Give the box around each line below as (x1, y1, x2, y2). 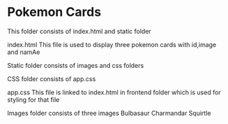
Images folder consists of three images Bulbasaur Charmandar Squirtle (7, 109, 211, 117)
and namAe (7, 48, 40, 56)
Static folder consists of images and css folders (7, 61, 144, 69)
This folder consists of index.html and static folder (7, 27, 151, 35)
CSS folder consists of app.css (7, 74, 96, 83)
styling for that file (7, 95, 60, 104)
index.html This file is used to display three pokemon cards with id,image (7, 40, 217, 48)
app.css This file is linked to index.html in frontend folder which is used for (7, 88, 221, 96)
